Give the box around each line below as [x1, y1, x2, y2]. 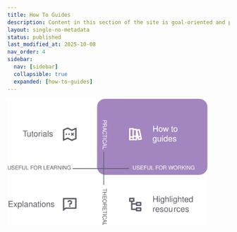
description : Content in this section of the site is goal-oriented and [7, 18, 226, 26]
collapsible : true [13, 70, 68, 77]
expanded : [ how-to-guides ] [13, 78, 93, 85]
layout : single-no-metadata [7, 26, 90, 33]
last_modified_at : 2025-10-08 [7, 41, 97, 49]
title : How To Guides [7, 11, 71, 18]
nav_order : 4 [7, 49, 46, 56]
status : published [7, 34, 61, 41]
